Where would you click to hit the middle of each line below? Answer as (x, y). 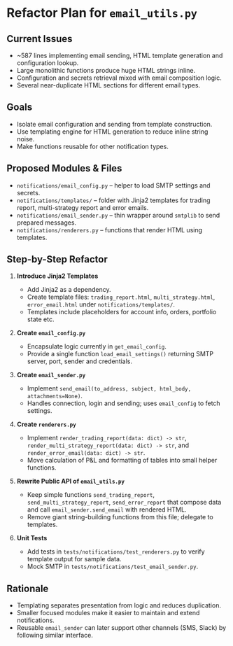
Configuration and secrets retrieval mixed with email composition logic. (119, 78)
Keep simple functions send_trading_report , (91, 495)
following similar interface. (55, 636)
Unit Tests (32, 538)
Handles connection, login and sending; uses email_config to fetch (124, 403)
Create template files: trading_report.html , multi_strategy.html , (121, 297)
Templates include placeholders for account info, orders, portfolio (122, 312)
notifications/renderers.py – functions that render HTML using (110, 230)
